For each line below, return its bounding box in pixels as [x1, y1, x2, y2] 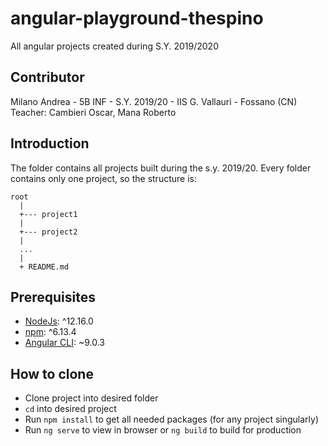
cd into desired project [24, 403, 117, 415]
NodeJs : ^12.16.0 [24, 315, 94, 327]
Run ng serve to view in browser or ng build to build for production [24, 424, 302, 436]
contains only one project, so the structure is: [10, 172, 197, 184]
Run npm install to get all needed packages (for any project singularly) [24, 413, 320, 426]
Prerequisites [10, 288, 96, 306]
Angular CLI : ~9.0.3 [24, 337, 105, 349]
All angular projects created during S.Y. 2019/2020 [10, 40, 219, 52]
